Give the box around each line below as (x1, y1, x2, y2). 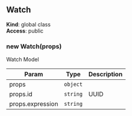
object (64, 81, 83, 88)
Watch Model (6, 56, 39, 63)
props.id (9, 90, 33, 99)
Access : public (6, 27, 44, 34)
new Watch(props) (6, 42, 62, 50)
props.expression (9, 100, 59, 108)
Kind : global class (6, 20, 51, 28)
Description (88, 70, 123, 79)
